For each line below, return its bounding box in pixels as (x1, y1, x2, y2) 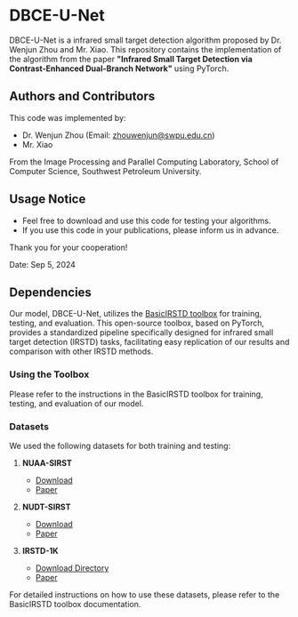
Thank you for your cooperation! (9, 242, 128, 252)
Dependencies (9, 284, 92, 300)
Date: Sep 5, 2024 (9, 259, 76, 269)
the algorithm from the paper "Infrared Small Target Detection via (9, 53, 254, 64)
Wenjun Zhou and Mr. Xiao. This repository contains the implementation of (9, 44, 282, 54)
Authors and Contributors (9, 89, 156, 104)
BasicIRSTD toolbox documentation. (9, 598, 141, 609)
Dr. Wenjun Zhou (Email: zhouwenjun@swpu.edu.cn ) (21, 130, 215, 140)
